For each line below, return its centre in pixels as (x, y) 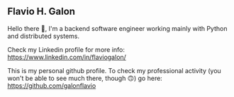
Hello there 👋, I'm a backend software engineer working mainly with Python (117, 28)
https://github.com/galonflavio (52, 85)
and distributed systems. (44, 36)
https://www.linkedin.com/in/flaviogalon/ (67, 57)
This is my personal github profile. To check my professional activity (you (114, 70)
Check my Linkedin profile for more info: (66, 49)
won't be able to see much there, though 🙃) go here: (85, 78)
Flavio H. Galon (41, 12)
